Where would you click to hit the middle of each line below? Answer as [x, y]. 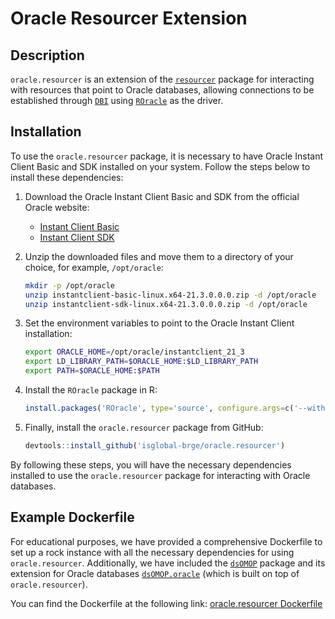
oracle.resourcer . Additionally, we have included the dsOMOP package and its [168, 563]
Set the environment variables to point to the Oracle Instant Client [159, 323]
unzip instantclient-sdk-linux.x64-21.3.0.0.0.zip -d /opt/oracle [166, 304]
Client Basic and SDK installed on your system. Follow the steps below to [160, 166]
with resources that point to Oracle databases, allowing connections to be [162, 90]
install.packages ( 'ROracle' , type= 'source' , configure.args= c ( [159, 408]
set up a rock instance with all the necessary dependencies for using [152, 552]
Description [47, 55]
